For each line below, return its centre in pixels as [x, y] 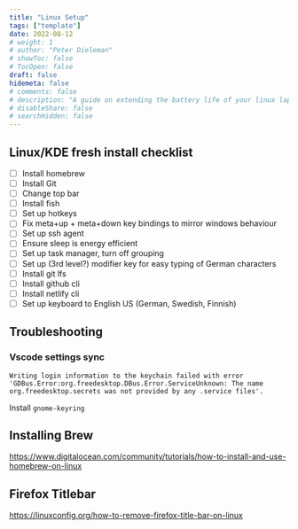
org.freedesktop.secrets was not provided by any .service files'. [137, 391]
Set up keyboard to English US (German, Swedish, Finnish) [129, 303]
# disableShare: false [51, 108]
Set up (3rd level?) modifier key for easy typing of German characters [149, 263]
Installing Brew [51, 435]
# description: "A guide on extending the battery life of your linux [142, 100]
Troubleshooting [56, 332]
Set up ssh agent [53, 233]
